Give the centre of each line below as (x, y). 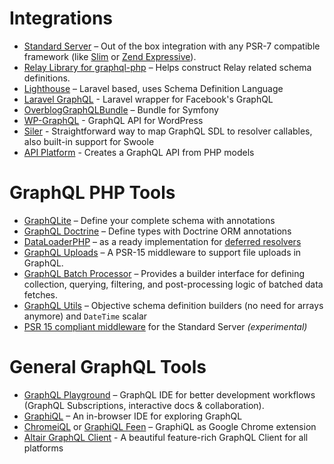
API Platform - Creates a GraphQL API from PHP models (139, 152)
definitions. (47, 78)
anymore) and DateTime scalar (85, 316)
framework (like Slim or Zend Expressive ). (110, 56)
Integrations (61, 18)
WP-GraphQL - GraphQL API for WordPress (113, 120)
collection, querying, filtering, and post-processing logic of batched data (173, 284)
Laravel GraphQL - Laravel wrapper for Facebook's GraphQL (148, 99)
